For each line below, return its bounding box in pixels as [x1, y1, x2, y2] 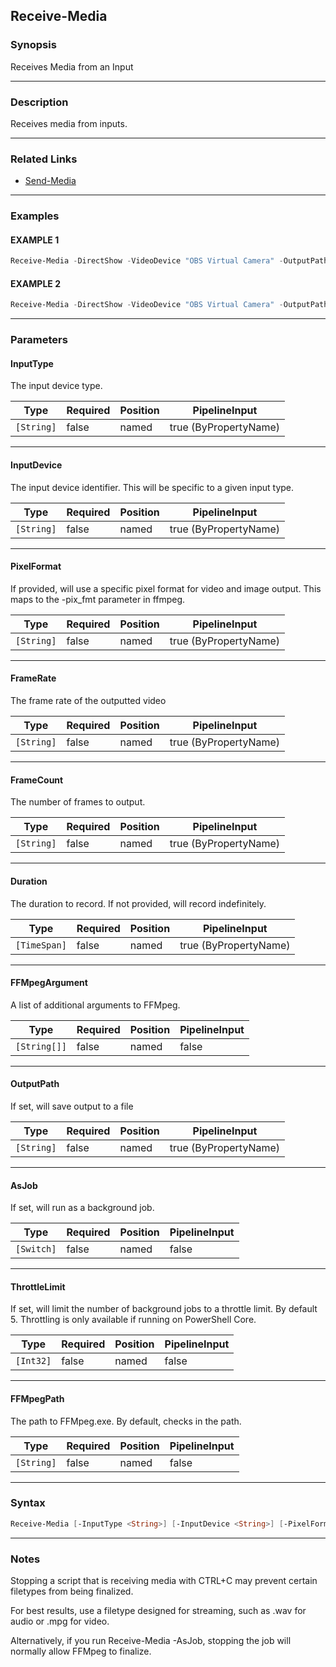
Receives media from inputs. [10, 117, 128, 129]
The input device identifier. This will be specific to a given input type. [10, 481, 295, 493]
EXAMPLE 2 [10, 277, 61, 289]
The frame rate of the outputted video [10, 695, 167, 707]
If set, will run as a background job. [10, 1202, 155, 1214]
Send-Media [24, 175, 77, 187]
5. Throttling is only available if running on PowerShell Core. [10, 1314, 257, 1326]
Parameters [10, 333, 68, 347]
